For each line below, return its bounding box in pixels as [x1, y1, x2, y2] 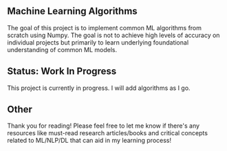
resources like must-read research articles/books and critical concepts [7, 129, 208, 137]
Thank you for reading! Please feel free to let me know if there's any [7, 121, 200, 130]
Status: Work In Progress [7, 65, 117, 78]
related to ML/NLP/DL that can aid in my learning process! [7, 137, 172, 145]
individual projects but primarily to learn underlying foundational [7, 38, 189, 47]
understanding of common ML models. [7, 45, 118, 54]
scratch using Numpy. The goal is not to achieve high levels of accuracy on [7, 31, 220, 39]
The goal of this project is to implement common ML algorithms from [7, 23, 202, 32]
